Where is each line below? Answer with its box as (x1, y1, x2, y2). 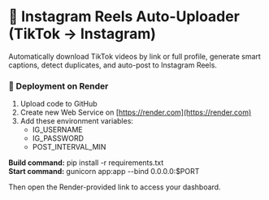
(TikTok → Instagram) (8, 24, 157, 43)
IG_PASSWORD (32, 133, 84, 143)
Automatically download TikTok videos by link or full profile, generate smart (8, 51, 262, 61)
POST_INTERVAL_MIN (32, 142, 106, 152)
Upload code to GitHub (20, 99, 98, 109)
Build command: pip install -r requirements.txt (8, 158, 164, 167)
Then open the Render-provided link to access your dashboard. (8, 182, 221, 192)
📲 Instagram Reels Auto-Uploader (8, 7, 240, 26)
